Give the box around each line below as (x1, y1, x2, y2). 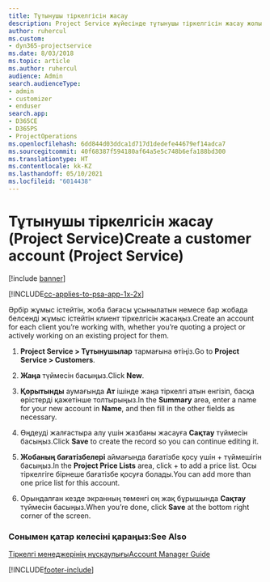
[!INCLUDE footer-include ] (8, 565, 95, 575)
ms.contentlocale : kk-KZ (8, 163, 92, 171)
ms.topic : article (8, 57, 70, 66)
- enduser (8, 102, 42, 110)
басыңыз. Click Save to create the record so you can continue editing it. (19, 436, 259, 446)
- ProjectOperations (8, 132, 78, 140)
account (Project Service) (8, 247, 184, 266)
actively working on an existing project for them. (8, 330, 170, 340)
